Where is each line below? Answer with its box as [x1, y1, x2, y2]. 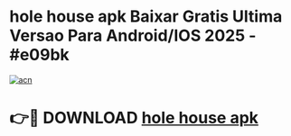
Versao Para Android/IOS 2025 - [9, 25, 257, 46]
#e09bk [9, 45, 70, 65]
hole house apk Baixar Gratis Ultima [9, 6, 283, 27]
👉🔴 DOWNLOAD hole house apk [9, 108, 259, 128]
